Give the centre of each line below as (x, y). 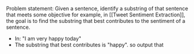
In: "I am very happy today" (48, 38)
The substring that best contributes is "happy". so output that (89, 45)
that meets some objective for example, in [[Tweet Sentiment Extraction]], (96, 15)
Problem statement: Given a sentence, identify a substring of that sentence (97, 9)
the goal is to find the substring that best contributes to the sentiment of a (96, 21)
